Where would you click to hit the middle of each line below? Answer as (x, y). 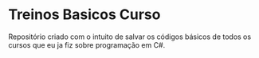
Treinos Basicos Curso (84, 15)
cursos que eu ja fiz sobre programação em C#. (87, 44)
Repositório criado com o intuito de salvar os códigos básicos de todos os (130, 37)
